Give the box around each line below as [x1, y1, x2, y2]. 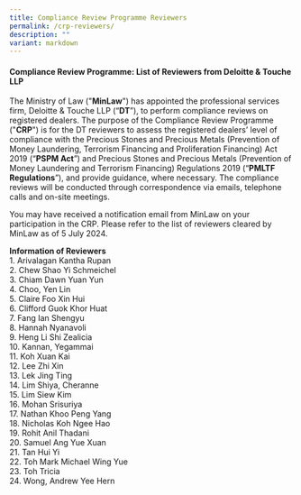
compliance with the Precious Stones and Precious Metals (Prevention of [9, 134, 280, 145]
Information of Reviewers [9, 245, 106, 257]
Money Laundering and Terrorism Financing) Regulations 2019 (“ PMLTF [9, 163, 276, 174]
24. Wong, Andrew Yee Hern [9, 475, 115, 487]
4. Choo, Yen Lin [9, 284, 71, 295]
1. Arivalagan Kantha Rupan [9, 255, 112, 266]
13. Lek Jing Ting [9, 371, 73, 381]
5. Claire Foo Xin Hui [9, 294, 86, 305]
